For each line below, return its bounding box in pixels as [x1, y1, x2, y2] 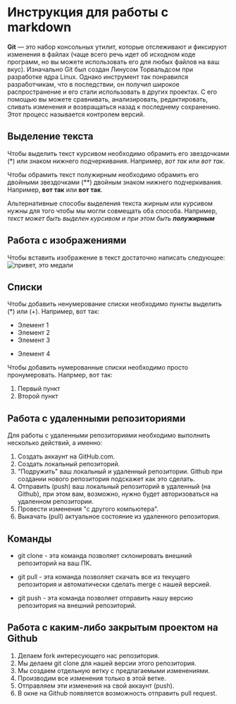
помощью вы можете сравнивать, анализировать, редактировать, [7, 95, 208, 103]
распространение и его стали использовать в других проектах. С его [7, 87, 217, 96]
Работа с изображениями [7, 234, 127, 247]
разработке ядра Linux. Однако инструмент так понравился [7, 72, 189, 81]
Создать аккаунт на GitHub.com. [17, 452, 115, 461]
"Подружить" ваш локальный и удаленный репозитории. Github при [17, 467, 223, 476]
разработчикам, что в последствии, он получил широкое [7, 80, 180, 88]
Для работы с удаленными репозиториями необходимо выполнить [7, 431, 211, 439]
